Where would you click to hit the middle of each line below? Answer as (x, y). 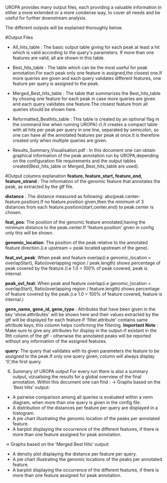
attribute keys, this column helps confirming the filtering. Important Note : (82, 325)
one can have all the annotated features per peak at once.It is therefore (86, 135)
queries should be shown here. (44, 109)
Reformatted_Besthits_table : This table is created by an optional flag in (86, 119)
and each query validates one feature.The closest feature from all (80, 104)
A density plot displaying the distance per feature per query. (74, 454)
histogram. (24, 413)
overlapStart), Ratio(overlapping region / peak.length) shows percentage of (83, 263)
